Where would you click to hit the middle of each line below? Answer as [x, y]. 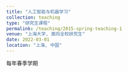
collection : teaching [33, 17]
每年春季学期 [22, 63]
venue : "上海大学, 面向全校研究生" [46, 34]
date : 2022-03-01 [28, 40]
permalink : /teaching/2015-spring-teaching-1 [64, 28]
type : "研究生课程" [28, 23]
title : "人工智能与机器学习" [38, 12]
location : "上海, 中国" [34, 46]
